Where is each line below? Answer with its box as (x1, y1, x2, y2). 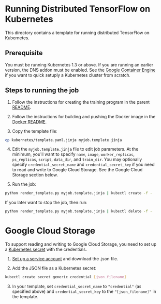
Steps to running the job (5, 86, 79, 95)
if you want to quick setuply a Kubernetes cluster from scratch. (5, 72, 131, 78)
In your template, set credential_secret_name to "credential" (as (12, 284, 142, 289)
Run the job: (12, 181, 36, 187)
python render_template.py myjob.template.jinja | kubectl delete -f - (5, 209, 152, 214)
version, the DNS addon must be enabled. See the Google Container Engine (5, 67, 156, 73)
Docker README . (12, 119, 47, 125)
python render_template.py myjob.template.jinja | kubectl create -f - (5, 191, 152, 196)
